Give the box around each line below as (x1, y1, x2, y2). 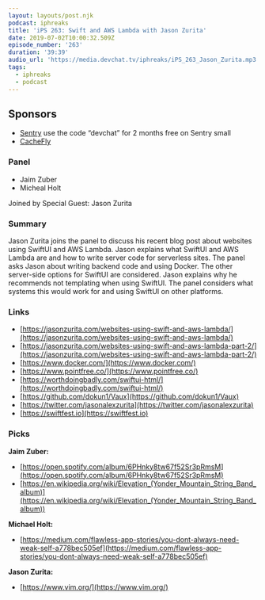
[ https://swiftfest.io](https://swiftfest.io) (19, 409, 149, 418)
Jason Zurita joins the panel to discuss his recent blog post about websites (8, 235, 252, 246)
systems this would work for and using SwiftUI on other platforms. (8, 286, 224, 296)
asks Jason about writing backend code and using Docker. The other (8, 261, 233, 270)
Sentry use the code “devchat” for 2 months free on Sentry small (19, 128, 232, 138)
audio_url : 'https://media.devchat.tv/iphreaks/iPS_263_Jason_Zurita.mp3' (8, 56, 260, 64)
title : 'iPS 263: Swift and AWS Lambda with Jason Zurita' (8, 26, 207, 34)
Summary (8, 218, 47, 229)
